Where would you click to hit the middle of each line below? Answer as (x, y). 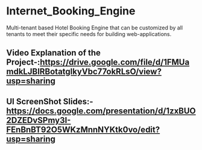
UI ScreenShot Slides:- (50, 101)
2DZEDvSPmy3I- (39, 120)
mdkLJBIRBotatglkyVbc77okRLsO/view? (84, 72)
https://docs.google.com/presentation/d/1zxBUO (101, 111)
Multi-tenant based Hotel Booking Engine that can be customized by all (94, 28)
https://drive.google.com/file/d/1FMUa (115, 62)
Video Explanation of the (54, 53)
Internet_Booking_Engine (71, 11)
